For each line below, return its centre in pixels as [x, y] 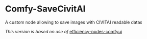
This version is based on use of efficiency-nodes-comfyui [64, 31]
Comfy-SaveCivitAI [45, 9]
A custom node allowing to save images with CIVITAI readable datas [74, 22]
